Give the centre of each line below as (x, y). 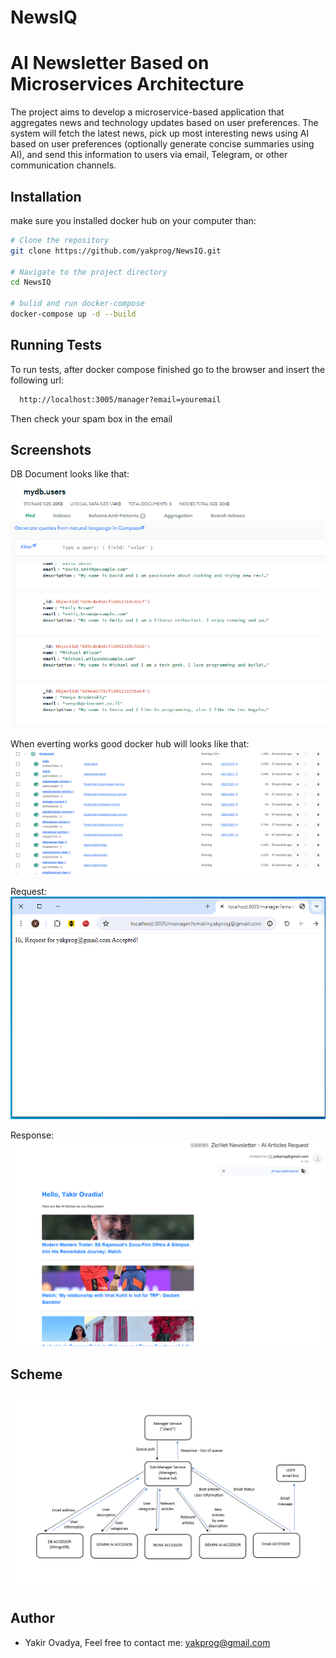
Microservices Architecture (127, 84)
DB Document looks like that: (70, 474)
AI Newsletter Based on (110, 63)
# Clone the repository (60, 240)
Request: (28, 892)
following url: (37, 380)
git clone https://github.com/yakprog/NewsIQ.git (116, 251)
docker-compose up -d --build (73, 314)
